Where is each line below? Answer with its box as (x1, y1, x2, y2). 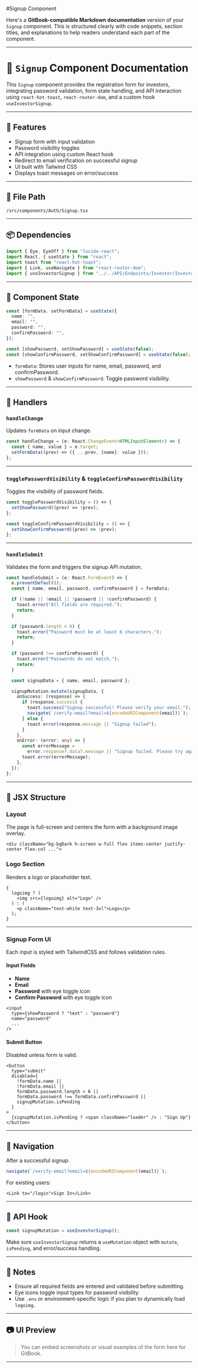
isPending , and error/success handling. (6, 1245, 101, 1252)
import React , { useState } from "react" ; (6, 254, 112, 260)
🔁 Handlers (6, 397, 48, 407)
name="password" (11, 1016, 51, 1022)
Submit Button (6, 1038, 42, 1045)
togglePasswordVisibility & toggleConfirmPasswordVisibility (6, 474, 183, 483)
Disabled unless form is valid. (6, 1052, 78, 1059)
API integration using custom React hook (14, 150, 114, 158)
